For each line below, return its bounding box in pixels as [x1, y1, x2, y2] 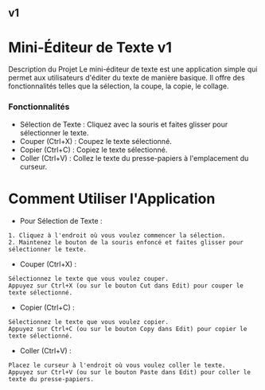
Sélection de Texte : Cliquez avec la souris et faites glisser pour [19, 119, 228, 129]
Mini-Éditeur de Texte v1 [8, 38, 173, 57]
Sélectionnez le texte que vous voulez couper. [8, 275, 170, 283]
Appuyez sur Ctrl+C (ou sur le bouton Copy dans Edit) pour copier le [8, 325, 247, 333]
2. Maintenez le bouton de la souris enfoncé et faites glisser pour [8, 238, 244, 246]
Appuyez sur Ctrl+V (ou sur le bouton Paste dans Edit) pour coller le [8, 368, 251, 376]
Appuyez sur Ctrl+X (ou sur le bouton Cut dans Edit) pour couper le [8, 282, 244, 290]
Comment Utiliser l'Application [8, 189, 216, 208]
